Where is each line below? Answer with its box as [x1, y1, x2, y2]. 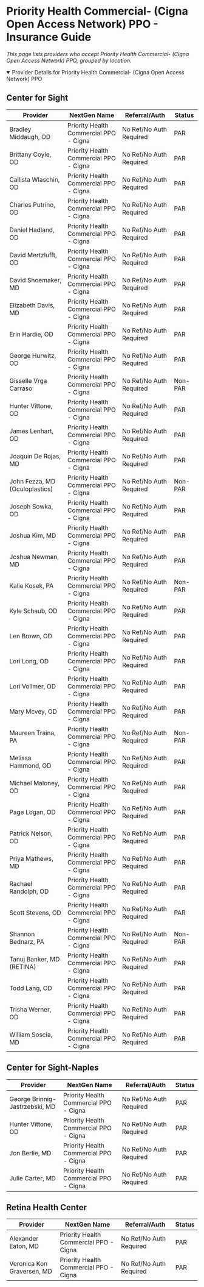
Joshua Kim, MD [9, 531, 56, 540]
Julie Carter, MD [9, 1174, 56, 1182]
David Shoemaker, [9, 276, 62, 284]
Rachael [9, 879, 32, 888]
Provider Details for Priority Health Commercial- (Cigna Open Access [12, 68, 185, 76]
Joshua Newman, [9, 552, 59, 561]
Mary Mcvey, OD [9, 707, 58, 716]
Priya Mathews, [9, 854, 53, 863]
